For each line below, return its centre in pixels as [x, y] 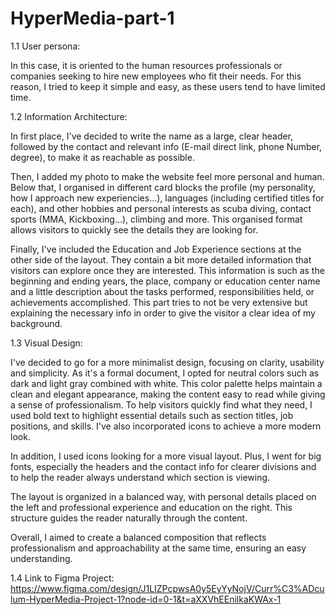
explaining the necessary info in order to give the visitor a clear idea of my [163, 313]
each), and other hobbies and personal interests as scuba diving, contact [161, 208]
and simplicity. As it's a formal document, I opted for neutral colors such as [165, 373]
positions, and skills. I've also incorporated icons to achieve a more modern [166, 426]
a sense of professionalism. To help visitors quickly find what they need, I [161, 404]
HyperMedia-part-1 [92, 18]
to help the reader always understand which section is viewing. [140, 477]
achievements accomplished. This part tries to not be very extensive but [159, 302]
